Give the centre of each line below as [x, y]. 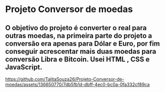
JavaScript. [24, 67]
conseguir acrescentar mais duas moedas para [81, 51]
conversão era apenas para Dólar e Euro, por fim [83, 43]
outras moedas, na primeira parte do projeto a [79, 35]
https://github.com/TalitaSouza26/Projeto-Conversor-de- [65, 79]
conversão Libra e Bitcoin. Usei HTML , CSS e [77, 59]
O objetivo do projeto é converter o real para [76, 28]
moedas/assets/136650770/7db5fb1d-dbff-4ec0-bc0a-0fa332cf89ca [77, 84]
